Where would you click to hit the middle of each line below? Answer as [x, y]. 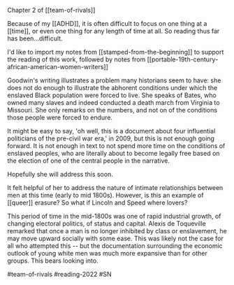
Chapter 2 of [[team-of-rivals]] [51, 10]
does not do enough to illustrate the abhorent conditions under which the [112, 88]
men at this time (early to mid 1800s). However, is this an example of [105, 195]
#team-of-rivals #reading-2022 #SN [59, 274]
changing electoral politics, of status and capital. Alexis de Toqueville [107, 224]
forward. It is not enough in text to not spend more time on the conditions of [116, 146]
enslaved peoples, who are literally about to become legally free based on [114, 153]
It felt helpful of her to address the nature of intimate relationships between [115, 188]
